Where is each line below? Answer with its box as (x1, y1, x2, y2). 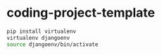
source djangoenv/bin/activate (6, 40, 99, 48)
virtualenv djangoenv (6, 34, 70, 41)
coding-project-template (6, 5, 156, 21)
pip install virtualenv (6, 28, 77, 35)
